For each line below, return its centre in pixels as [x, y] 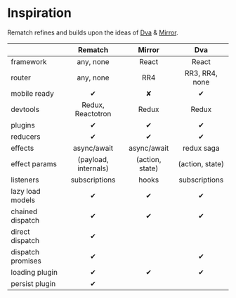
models [23, 200]
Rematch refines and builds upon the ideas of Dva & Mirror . [93, 32]
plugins [23, 125]
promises [26, 261]
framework [29, 61]
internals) [93, 168]
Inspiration [39, 13]
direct [20, 232]
